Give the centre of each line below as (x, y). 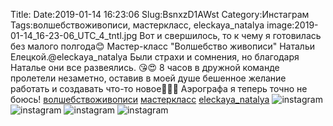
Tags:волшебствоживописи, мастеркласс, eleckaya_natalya (137, 25)
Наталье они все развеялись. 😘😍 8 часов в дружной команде (145, 67)
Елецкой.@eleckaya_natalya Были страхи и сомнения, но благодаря (155, 57)
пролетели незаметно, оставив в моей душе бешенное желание (148, 78)
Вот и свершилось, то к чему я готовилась (230, 35)
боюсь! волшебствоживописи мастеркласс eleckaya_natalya (140, 99)
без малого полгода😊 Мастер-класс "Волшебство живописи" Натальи (163, 46)
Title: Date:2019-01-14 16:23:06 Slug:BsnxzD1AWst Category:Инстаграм (160, 14)
